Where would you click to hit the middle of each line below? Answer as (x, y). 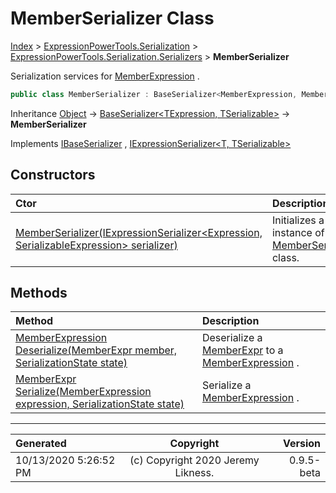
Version (301, 444)
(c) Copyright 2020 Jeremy (194, 460)
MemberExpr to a (242, 350)
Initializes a (298, 220)
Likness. (194, 473)
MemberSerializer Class (112, 18)
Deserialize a (232, 338)
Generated (41, 444)
